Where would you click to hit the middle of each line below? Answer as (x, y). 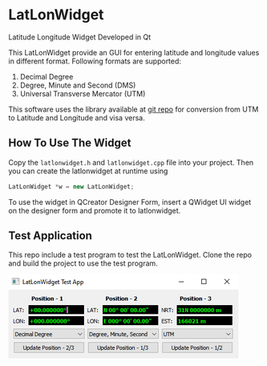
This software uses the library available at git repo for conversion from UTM (133, 109)
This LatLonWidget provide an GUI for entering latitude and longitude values (134, 52)
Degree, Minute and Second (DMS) (78, 85)
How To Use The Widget (70, 143)
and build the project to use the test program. (83, 263)
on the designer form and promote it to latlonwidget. (95, 210)
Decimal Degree (47, 76)
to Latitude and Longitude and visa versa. (77, 117)
